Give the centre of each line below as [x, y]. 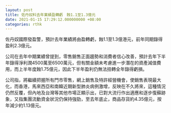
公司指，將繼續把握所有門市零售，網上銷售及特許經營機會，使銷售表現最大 [83, 80]
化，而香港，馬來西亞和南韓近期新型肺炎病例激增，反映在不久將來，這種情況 [85, 87]
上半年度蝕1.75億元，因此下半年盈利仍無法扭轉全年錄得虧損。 [83, 69]
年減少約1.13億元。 [25, 105]
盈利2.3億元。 [20, 46]
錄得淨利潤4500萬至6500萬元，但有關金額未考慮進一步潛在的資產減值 [83, 63]
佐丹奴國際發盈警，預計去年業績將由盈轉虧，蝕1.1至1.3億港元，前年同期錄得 [84, 39]
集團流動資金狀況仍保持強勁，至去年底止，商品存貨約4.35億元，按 [92, 99]
